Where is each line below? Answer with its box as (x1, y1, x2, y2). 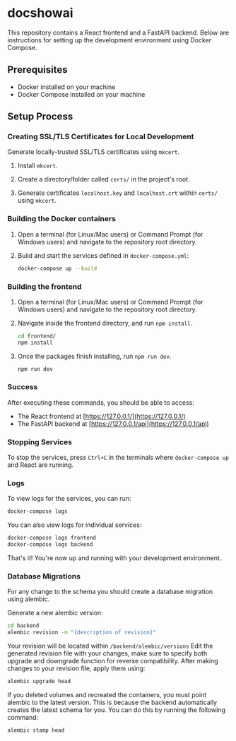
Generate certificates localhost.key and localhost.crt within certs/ (17, 189, 218, 197)
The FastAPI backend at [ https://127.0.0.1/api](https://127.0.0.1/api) (17, 419, 210, 428)
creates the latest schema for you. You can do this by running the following (7, 705, 226, 714)
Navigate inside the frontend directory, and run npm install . (17, 319, 193, 327)
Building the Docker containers (7, 214, 117, 224)
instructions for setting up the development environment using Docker (7, 35, 212, 44)
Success (7, 382, 38, 392)
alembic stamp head (7, 726, 65, 734)
